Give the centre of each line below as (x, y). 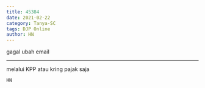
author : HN (20, 35)
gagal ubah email (28, 52)
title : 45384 (23, 12)
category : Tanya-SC (31, 23)
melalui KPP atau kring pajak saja (48, 69)
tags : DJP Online (28, 29)
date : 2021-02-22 (28, 18)
